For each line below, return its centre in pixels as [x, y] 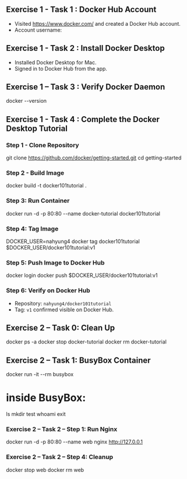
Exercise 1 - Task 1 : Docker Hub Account [81, 10]
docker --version [27, 101]
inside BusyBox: [46, 398]
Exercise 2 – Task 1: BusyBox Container [78, 360]
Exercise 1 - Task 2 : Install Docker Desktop [85, 48]
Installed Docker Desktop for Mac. [56, 62]
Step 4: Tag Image [32, 228]
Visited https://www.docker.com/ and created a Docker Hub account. [97, 23]
